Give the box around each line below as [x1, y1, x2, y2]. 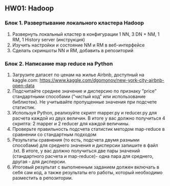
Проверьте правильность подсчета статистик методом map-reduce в [12, 126, 165, 132]
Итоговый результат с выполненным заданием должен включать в [12, 164, 160, 170]
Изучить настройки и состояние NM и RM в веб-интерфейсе [12, 42, 145, 48]
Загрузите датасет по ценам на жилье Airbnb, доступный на [12, 72, 144, 78]
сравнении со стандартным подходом [12, 131, 97, 137]
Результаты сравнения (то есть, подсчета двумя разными [12, 136, 140, 143]
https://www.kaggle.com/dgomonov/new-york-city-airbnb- [39, 77, 164, 83]
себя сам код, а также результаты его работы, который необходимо [12, 169, 163, 175]
